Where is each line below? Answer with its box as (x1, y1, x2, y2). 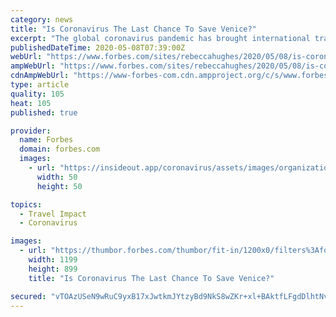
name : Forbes (19, 135, 74, 145)
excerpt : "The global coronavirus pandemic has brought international (10, 33, 311, 43)
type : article (10, 80, 70, 90)
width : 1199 (28, 255, 78, 265)
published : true (10, 107, 78, 118)
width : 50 (36, 172, 78, 182)
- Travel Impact (19, 209, 87, 219)
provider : (10, 126, 52, 136)
